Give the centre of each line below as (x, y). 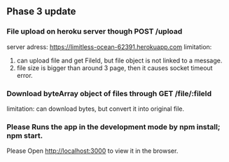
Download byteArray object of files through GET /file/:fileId (109, 93)
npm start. (25, 135)
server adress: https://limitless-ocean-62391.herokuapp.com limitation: (109, 47)
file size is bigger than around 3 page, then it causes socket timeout (114, 68)
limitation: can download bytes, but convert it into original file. (96, 109)
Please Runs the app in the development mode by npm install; (113, 127)
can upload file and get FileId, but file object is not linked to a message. (119, 60)
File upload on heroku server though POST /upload (95, 32)
